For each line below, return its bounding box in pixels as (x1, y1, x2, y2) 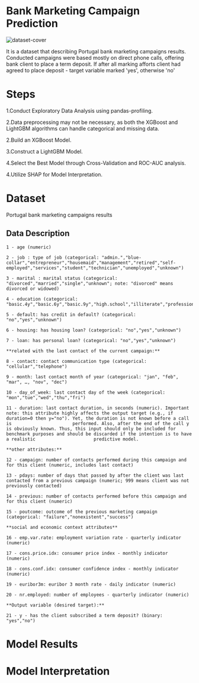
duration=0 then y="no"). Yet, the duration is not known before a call (6, 415, 190, 422)
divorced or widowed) (6, 286, 60, 292)
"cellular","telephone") (6, 363, 68, 369)
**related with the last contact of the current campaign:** (6, 348, 161, 354)
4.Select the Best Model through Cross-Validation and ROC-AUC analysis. (6, 159, 187, 167)
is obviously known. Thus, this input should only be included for (6, 426, 176, 432)
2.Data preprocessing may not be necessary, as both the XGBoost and (6, 119, 178, 126)
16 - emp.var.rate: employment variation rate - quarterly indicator (6, 535, 182, 541)
